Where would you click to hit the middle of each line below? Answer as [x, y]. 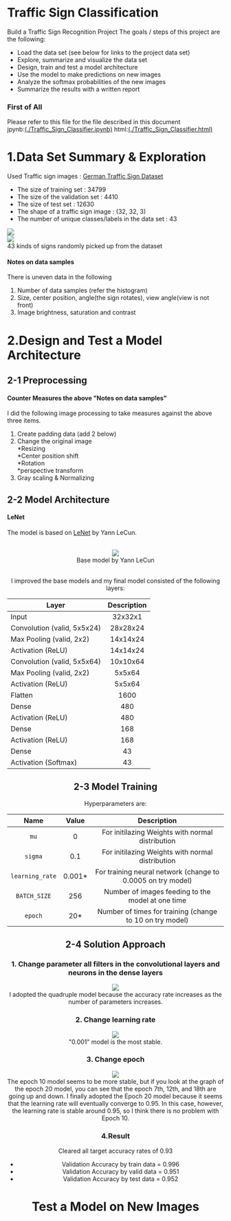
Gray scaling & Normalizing [56, 478]
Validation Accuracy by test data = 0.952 [121, 1179]
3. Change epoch [115, 1060]
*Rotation [31, 463]
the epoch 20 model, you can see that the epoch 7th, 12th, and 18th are [115, 1089]
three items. [24, 421]
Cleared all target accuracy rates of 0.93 [115, 1151]
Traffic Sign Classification [83, 13]
